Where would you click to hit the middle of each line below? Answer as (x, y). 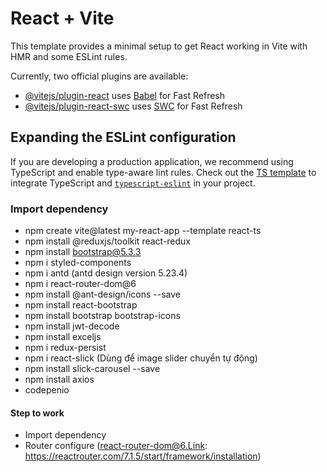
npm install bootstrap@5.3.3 (83, 252)
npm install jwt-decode (72, 326)
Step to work (37, 413)
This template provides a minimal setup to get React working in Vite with (159, 46)
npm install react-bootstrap (81, 305)
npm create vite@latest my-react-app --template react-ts (143, 231)
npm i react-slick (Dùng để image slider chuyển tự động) (141, 358)
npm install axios (59, 379)
